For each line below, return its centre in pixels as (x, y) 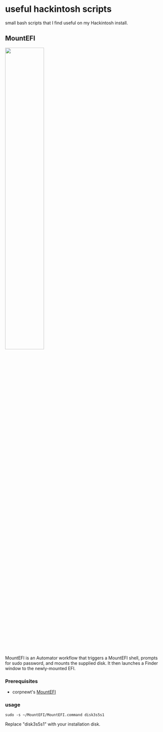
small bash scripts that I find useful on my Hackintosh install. (66, 23)
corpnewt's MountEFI (34, 692)
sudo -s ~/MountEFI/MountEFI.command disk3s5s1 (55, 715)
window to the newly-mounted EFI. (40, 668)
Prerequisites (21, 681)
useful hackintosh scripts (58, 9)
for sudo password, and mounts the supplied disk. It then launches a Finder (82, 663)
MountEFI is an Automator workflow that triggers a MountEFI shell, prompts (81, 658)
